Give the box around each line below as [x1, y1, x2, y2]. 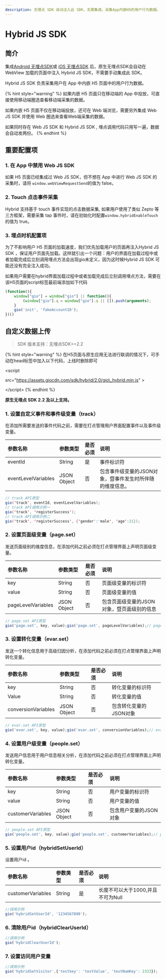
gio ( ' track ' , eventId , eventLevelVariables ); [5, 500, 100, 505]
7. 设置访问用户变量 [5, 953, 51, 960]
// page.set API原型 [5, 618, 46, 623]
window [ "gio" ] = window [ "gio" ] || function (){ [14, 293, 112, 299]
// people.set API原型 [5, 827, 50, 832]
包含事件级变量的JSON [99, 468, 153, 475]
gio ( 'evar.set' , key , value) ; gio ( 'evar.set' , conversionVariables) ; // [5, 727, 154, 733]
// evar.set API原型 [5, 723, 46, 728]
